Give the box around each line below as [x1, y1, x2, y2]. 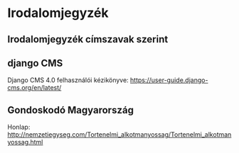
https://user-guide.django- [130, 76, 208, 84]
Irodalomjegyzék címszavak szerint [7, 33, 169, 45]
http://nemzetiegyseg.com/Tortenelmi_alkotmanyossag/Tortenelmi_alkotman [7, 130, 232, 139]
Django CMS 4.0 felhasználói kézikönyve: [7, 76, 129, 84]
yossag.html [7, 138, 43, 147]
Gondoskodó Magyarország [7, 104, 134, 116]
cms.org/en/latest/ [7, 84, 62, 92]
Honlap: [7, 123, 31, 132]
